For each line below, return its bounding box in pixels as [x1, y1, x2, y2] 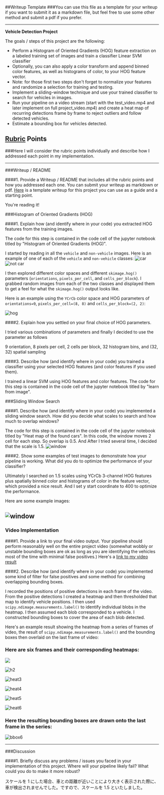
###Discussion [5, 748, 36, 754]
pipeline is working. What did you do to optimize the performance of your [5, 458, 152, 464]
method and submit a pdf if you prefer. [5, 15, 83, 20]
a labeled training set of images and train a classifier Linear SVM [12, 53, 142, 58]
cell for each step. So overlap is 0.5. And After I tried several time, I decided [5, 438, 157, 444]
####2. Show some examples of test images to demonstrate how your [5, 453, 147, 459]
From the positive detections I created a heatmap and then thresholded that [5, 593, 157, 599]
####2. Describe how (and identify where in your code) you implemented [5, 568, 153, 574]
